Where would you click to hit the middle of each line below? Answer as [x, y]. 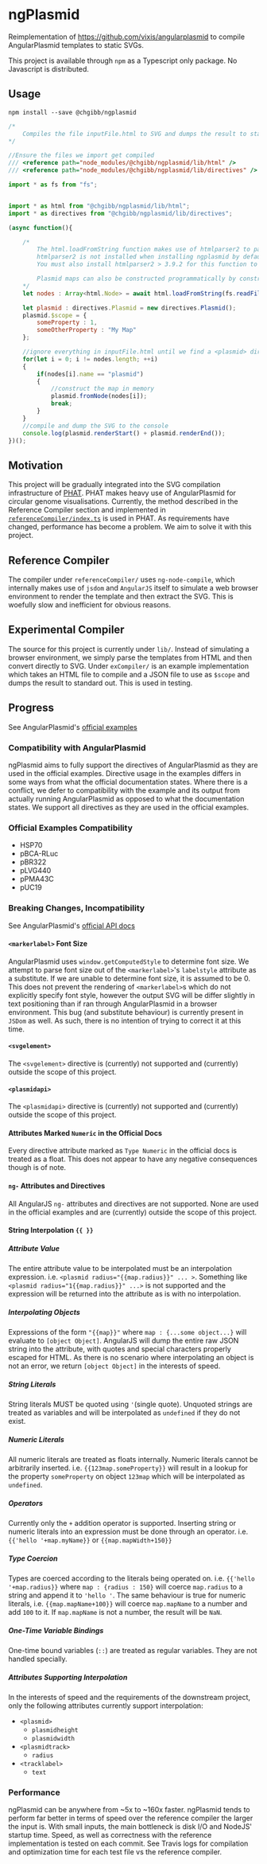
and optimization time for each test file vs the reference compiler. [115, 1852]
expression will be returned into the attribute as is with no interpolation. [125, 1294]
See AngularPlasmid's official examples [73, 727]
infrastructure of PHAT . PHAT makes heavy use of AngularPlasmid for [122, 493]
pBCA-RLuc [39, 854]
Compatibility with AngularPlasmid [77, 747]
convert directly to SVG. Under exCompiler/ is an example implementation [129, 665]
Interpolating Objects [44, 1312]
